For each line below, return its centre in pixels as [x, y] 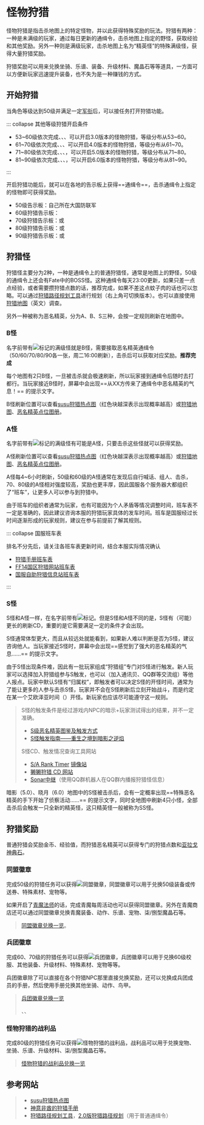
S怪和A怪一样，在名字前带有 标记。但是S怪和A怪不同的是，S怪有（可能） [101, 618]
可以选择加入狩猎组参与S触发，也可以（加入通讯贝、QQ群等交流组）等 [100, 674]
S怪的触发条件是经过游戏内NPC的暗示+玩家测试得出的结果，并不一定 [107, 710]
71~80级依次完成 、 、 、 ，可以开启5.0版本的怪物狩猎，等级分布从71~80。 [102, 152]
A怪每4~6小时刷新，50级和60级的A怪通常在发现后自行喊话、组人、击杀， [99, 477]
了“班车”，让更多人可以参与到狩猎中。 [54, 492]
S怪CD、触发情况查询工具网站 [59, 751]
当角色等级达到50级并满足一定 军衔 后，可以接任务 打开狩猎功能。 [87, 111]
